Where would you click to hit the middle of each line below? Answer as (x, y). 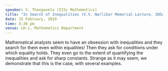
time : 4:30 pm (20, 24)
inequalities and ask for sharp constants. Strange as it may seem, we (76, 58)
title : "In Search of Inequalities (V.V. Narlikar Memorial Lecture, (79, 14)
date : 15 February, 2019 (31, 19)
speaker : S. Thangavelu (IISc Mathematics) (51, 10)
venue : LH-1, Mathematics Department (44, 28)
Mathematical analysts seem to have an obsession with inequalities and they (84, 42)
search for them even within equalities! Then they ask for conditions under (82, 48)
